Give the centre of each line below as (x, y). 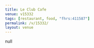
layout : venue (19, 28)
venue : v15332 (19, 14)
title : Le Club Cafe (26, 9)
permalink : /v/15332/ (27, 23)
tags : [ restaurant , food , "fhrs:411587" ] (47, 18)
